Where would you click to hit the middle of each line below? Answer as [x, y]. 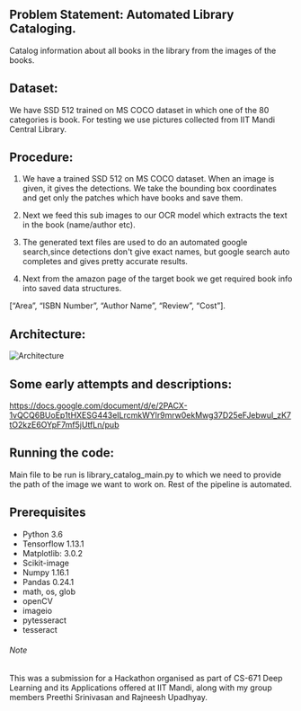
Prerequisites [48, 513]
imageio [37, 610]
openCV [38, 600]
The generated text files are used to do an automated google [135, 243]
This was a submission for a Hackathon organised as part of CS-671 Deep [146, 678]
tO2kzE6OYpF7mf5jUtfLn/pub [64, 425]
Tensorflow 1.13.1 [53, 544]
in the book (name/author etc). [79, 225]
